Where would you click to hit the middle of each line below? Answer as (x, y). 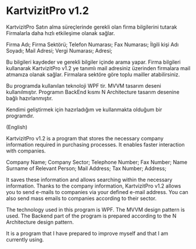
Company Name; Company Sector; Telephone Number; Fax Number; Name (97, 162)
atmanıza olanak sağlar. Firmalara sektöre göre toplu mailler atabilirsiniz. (93, 74)
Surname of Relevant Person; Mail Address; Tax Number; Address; (86, 168)
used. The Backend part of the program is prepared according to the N (91, 216)
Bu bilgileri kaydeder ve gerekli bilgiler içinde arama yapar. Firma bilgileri (94, 62)
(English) (17, 127)
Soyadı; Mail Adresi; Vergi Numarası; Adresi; (59, 50)
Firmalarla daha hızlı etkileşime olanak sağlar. (61, 33)
